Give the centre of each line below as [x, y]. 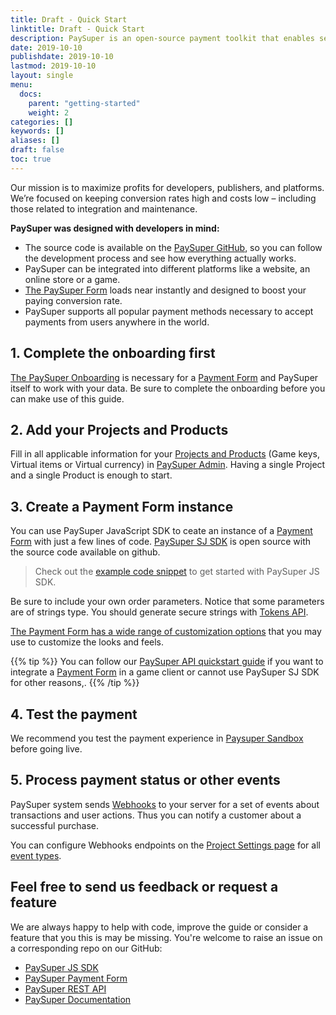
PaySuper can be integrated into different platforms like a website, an [167, 268]
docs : [31, 94]
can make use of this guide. [67, 398]
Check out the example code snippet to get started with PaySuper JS [177, 572]
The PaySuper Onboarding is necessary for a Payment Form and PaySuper [164, 377]
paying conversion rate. [73, 300]
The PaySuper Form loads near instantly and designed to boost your [165, 290]
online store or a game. [72, 279]
